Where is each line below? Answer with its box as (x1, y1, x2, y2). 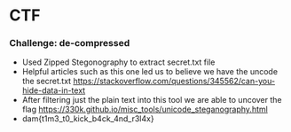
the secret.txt (21, 76, 72, 87)
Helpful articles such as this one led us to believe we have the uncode (21, 66, 278, 77)
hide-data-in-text (21, 85, 86, 96)
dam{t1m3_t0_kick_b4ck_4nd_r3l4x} (21, 113, 154, 124)
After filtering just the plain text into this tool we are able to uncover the (21, 95, 282, 105)
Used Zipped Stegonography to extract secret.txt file (21, 57, 216, 67)
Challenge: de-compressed (9, 37, 130, 50)
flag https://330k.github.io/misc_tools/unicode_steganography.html (21, 104, 268, 115)
